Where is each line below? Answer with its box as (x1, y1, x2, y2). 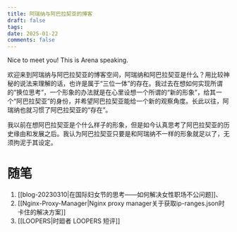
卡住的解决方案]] (17, 208, 66, 216)
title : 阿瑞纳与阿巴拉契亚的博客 (7, 10, 93, 18)
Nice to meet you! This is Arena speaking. (7, 56, 128, 64)
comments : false (7, 37, 55, 44)
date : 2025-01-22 (7, 30, 59, 37)
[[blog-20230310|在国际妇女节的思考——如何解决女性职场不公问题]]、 (17, 190, 222, 199)
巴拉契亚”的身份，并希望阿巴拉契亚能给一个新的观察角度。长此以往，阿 (22, 97, 229, 106)
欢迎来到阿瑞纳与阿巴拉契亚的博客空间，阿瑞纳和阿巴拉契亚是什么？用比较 (7, 71, 224, 79)
